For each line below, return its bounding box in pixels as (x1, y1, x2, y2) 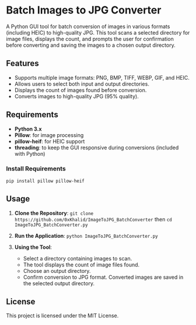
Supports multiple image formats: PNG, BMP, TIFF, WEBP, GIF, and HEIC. (14, 74, 190, 81)
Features (6, 59, 39, 69)
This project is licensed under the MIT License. (6, 312, 119, 319)
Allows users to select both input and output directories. (14, 80, 150, 87)
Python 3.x (14, 125, 42, 132)
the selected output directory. (23, 279, 95, 287)
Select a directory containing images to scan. (23, 255, 132, 262)
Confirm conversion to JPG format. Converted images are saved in (23, 273, 184, 280)
